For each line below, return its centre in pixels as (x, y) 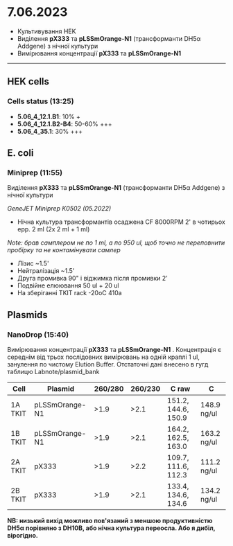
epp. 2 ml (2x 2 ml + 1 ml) (53, 229)
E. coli (20, 153)
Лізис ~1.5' (33, 263)
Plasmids (28, 315)
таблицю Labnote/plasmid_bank (53, 372)
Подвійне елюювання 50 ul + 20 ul (68, 285)
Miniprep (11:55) (35, 173)
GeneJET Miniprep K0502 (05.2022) (59, 209)
